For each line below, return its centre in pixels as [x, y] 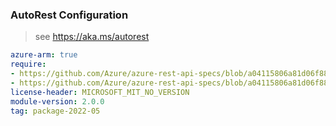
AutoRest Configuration [69, 15]
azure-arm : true [44, 55]
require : [28, 64]
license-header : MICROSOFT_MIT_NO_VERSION [100, 92]
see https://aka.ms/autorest [92, 37]
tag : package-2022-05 [55, 111]
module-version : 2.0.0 [57, 101]
